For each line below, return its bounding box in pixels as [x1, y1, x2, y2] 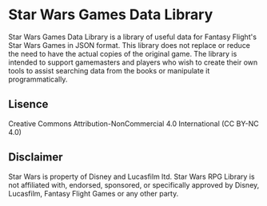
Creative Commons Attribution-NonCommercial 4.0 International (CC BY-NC [8, 118, 260, 129]
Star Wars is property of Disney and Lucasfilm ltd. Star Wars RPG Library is [8, 172, 255, 181]
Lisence [8, 97, 49, 111]
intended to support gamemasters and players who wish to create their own [8, 57, 258, 67]
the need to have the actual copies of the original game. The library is [8, 49, 237, 58]
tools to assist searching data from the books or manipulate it [8, 65, 210, 75]
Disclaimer [8, 150, 63, 164]
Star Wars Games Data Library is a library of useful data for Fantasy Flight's [8, 32, 257, 42]
